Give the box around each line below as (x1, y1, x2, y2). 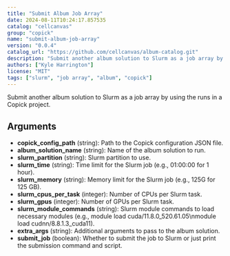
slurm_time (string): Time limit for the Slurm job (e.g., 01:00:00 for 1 (17, 161, 209, 169)
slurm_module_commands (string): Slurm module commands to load (17, 205, 215, 213)
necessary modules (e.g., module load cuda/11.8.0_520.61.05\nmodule (17, 212, 217, 221)
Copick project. (7, 101, 51, 109)
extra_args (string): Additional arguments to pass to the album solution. (17, 227, 220, 235)
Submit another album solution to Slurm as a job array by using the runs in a (7, 93, 222, 101)
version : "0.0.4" (7, 42, 57, 49)
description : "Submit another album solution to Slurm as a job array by (7, 55, 224, 62)
